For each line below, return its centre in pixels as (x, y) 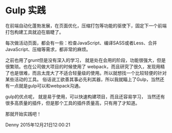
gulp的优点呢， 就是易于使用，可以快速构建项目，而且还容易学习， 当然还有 (85, 96)
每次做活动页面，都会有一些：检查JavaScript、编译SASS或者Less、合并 (81, 43)
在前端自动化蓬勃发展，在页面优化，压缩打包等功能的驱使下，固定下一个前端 (86, 26)
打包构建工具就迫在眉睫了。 (35, 32)
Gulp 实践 (26, 10)
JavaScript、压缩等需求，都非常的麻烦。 (48, 49)
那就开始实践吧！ (23, 114)
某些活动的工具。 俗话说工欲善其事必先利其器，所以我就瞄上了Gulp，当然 (83, 79)
